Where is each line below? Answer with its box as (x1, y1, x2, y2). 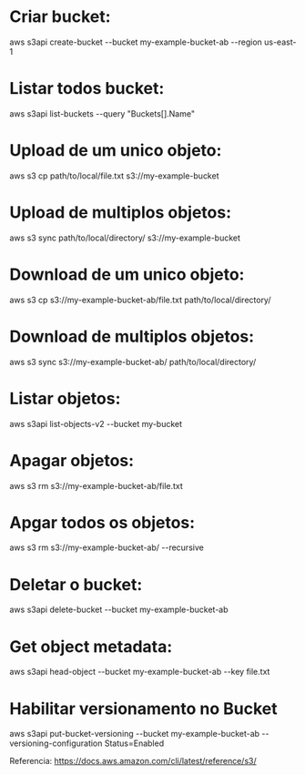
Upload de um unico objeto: (9, 140, 222, 161)
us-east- (263, 36, 297, 47)
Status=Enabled (104, 738, 165, 749)
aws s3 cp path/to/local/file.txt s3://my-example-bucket (9, 170, 219, 181)
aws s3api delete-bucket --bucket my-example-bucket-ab (9, 604, 229, 616)
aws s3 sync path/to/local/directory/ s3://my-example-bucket (9, 232, 241, 243)
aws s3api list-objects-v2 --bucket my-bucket (9, 418, 183, 429)
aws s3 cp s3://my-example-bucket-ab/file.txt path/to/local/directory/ (9, 294, 271, 305)
